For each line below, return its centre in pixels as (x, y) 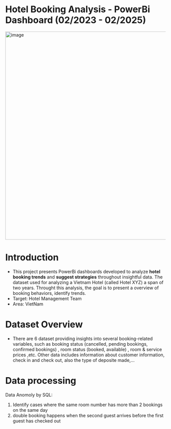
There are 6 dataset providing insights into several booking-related (83, 339)
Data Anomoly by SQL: (29, 394)
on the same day (30, 410)
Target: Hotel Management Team (47, 298)
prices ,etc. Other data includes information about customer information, (89, 355)
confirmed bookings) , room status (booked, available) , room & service (87, 349)
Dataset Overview (44, 325)
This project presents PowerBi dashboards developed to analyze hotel (87, 271)
